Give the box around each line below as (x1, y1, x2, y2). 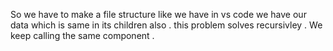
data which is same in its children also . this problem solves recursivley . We (10, 19, 323, 31)
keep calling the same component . (10, 30, 155, 41)
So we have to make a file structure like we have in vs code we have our (10, 9, 307, 20)
